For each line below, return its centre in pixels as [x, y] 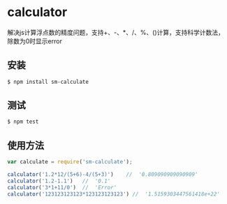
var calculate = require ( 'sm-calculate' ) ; [70, 162]
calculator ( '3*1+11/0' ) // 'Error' [62, 187]
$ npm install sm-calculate [48, 82]
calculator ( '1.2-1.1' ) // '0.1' [59, 181]
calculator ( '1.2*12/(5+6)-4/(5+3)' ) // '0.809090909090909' [103, 175]
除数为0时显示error [35, 41]
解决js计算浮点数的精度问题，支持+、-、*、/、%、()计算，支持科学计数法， [116, 32]
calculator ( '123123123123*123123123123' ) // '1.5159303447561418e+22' [113, 194]
